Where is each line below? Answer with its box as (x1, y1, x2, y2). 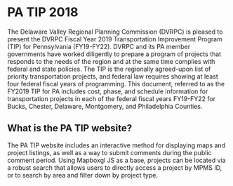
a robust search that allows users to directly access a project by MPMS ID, (7, 163, 222, 172)
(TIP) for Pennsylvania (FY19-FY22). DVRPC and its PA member (7, 42, 191, 51)
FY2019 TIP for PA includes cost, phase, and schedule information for (7, 87, 208, 95)
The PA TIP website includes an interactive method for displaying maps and (7, 141, 226, 150)
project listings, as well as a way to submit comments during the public (7, 148, 212, 157)
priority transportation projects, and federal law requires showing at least (7, 72, 219, 81)
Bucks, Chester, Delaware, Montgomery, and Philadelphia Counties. (7, 102, 203, 110)
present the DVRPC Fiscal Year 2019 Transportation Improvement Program (7, 34, 222, 43)
